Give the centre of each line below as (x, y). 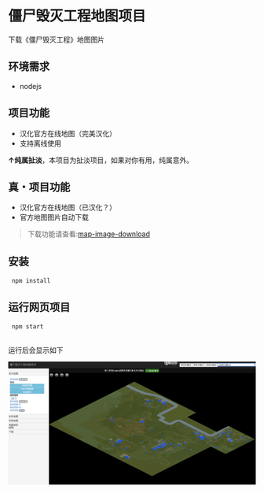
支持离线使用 (40, 143)
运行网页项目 (39, 307)
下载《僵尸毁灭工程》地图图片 (56, 39)
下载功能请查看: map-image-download (89, 234)
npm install (31, 281)
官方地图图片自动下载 (54, 217)
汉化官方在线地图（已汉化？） (68, 208)
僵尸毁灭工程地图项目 (77, 16)
